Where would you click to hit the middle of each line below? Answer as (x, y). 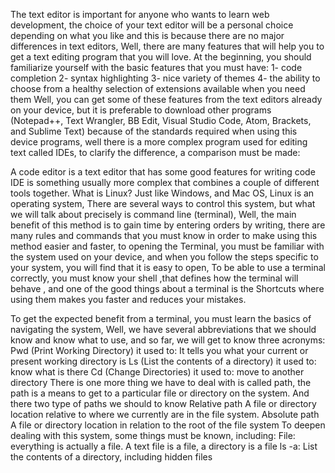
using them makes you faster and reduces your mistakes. (128, 299)
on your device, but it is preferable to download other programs (141, 110)
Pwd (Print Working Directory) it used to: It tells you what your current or (159, 350)
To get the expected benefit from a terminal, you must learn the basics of (161, 318)
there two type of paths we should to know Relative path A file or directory (163, 403)
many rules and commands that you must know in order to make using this (164, 235)
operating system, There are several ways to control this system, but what (163, 203)
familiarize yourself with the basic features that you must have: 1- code (156, 67)
